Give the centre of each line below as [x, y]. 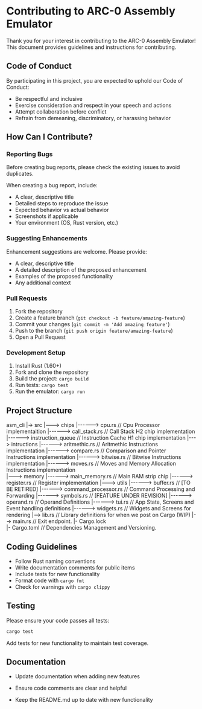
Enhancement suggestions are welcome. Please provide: [77, 251]
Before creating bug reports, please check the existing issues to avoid [93, 167]
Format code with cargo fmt [50, 580]
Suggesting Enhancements [47, 239]
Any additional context [43, 283]
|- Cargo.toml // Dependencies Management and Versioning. [81, 528]
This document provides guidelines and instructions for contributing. [91, 47]
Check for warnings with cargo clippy [62, 586]
